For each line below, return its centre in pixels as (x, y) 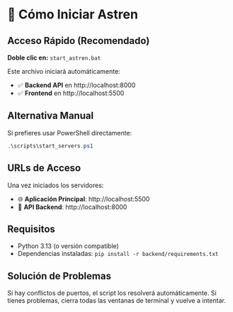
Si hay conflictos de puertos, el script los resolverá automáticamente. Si (112, 293)
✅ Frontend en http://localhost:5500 (71, 93)
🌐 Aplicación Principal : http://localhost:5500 (84, 199)
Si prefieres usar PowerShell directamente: (70, 133)
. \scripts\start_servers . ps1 (50, 146)
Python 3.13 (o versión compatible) (68, 246)
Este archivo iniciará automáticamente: (64, 71)
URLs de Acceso (44, 168)
